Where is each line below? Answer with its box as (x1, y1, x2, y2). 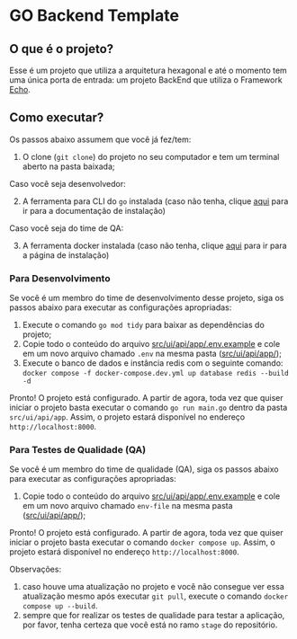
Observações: (9, 564, 61, 575)
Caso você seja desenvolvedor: (9, 178, 126, 189)
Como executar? (9, 110, 104, 126)
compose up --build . (22, 600, 98, 611)
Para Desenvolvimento (9, 271, 111, 284)
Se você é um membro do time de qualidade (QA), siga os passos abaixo (9, 464, 279, 475)
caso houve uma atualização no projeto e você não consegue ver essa (22, 581, 285, 592)
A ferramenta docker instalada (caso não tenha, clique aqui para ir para (22, 240, 287, 251)
